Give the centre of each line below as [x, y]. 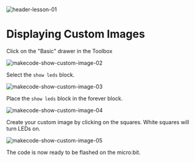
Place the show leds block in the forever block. [65, 98]
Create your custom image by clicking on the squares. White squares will [98, 122]
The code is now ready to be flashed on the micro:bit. [74, 152]
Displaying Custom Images [76, 34]
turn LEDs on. [23, 128]
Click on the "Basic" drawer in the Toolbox [59, 51]
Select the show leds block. [41, 75]
